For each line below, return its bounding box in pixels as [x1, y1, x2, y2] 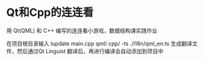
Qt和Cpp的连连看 [6, 5, 94, 20]
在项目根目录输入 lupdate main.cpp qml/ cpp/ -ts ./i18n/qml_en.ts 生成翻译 [6, 40, 192, 47]
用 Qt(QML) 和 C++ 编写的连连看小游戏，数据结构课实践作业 [6, 27, 158, 34]
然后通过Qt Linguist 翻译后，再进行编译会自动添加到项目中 [16, 47, 164, 55]
